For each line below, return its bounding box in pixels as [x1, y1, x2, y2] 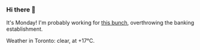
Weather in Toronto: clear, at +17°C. [6, 37, 95, 45]
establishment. [6, 25, 44, 33]
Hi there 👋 [6, 5, 36, 14]
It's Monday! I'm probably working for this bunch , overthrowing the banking [6, 19, 195, 27]
